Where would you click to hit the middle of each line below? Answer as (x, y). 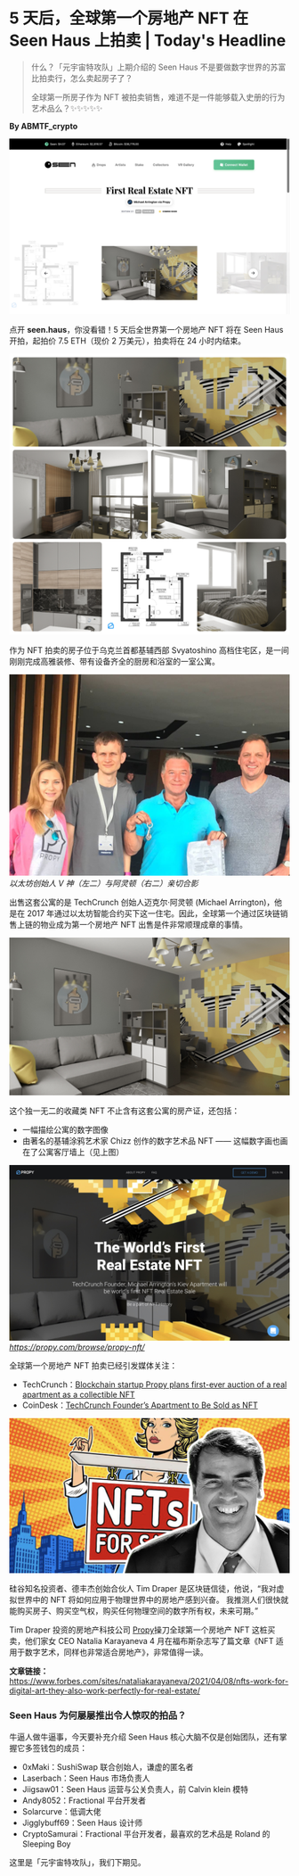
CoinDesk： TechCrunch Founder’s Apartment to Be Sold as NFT (140, 1405)
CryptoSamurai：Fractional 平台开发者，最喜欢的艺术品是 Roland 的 (146, 1833)
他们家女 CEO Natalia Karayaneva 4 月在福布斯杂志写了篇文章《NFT (149, 1641)
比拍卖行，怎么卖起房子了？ (82, 78)
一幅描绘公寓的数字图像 (65, 1130)
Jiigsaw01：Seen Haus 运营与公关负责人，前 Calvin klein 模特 (135, 1789)
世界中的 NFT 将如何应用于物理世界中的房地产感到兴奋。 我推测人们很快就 (153, 1600)
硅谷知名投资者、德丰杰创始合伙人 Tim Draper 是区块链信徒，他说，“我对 (143, 1589)
